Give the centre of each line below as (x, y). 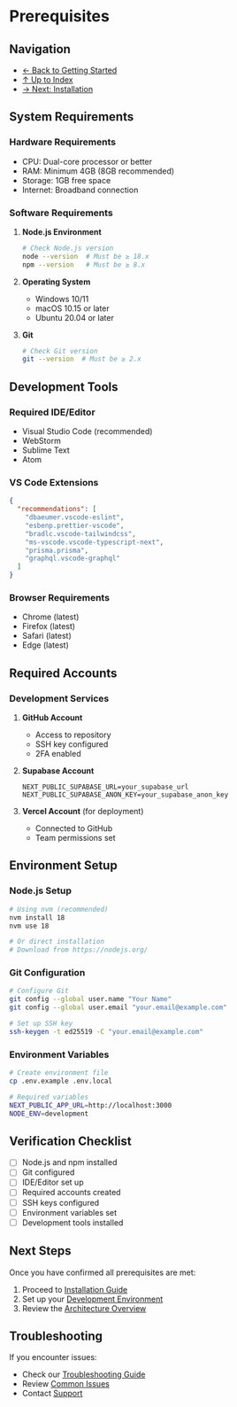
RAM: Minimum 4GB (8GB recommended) (98, 171)
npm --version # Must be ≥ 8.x (84, 264)
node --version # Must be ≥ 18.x (85, 256)
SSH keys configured (61, 1202)
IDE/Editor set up (53, 1182)
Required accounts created (71, 1193)
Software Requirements (61, 213)
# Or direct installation (57, 942)
